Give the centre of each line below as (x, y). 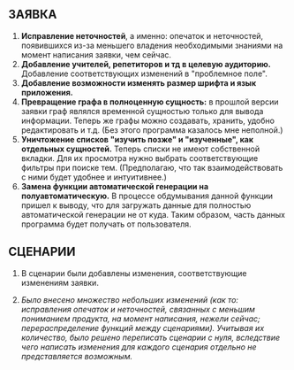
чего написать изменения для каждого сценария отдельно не (139, 347)
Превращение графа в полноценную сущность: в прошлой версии (150, 102)
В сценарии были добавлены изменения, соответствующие (134, 273)
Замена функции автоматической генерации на (115, 186)
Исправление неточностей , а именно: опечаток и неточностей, (142, 35)
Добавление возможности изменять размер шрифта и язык (139, 82)
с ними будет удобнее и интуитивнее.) (94, 177)
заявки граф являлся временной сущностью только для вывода (142, 111)
